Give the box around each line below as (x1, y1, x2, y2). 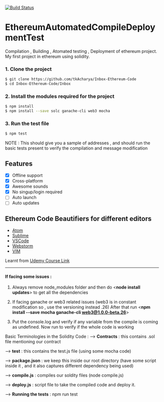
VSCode (12, 238, 29, 244)
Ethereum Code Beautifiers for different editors (5, 214, 152, 223)
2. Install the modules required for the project (5, 93, 115, 100)
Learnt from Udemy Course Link (5, 258, 70, 264)
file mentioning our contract (5, 339, 61, 345)
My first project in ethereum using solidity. (5, 53, 90, 59)
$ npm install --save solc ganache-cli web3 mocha (5, 109, 110, 113)
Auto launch (12, 195, 37, 201)
